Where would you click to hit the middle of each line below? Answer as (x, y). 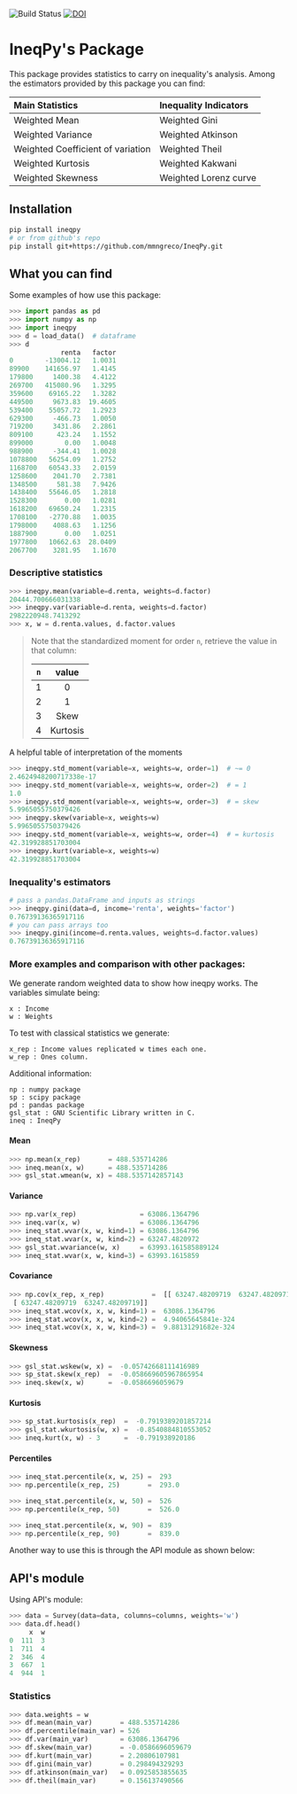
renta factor (88, 353)
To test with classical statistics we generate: (89, 1033)
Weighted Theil (190, 149)
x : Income (29, 1009)
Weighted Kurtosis (52, 163)
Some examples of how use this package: (85, 295)
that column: (53, 650)
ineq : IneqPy (35, 1121)
